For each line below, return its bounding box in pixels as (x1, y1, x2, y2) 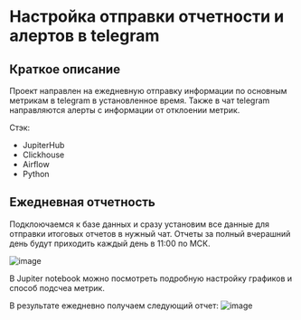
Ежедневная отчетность (9, 194, 155, 210)
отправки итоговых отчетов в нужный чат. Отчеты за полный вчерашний (9, 228, 291, 239)
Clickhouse (22, 149, 65, 160)
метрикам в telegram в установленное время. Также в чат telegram (9, 95, 270, 106)
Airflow (22, 159, 50, 169)
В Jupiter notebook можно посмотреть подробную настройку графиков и (9, 273, 293, 284)
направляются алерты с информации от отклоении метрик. (9, 105, 240, 115)
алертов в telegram (9, 25, 160, 46)
